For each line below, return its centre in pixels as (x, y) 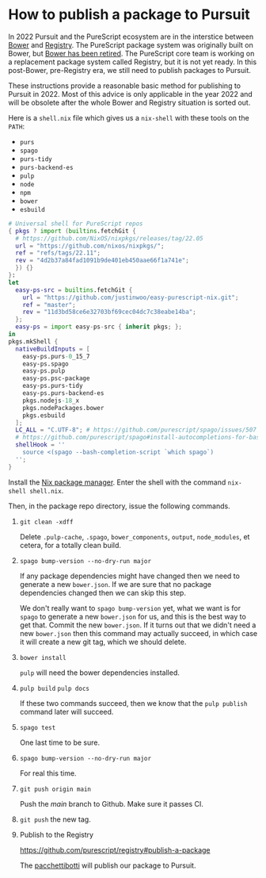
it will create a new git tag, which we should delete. (103, 642)
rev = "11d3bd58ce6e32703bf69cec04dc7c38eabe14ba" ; (109, 312)
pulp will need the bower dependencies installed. (100, 673)
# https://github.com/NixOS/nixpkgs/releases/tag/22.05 (109, 238)
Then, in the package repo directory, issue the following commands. (120, 506)
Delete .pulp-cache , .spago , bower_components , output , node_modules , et (135, 536)
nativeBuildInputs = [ (53, 349)
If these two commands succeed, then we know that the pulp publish (133, 703)
